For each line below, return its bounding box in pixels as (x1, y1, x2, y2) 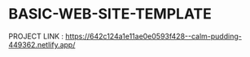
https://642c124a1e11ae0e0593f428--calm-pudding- (64, 31, 242, 41)
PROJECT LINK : (8, 31, 64, 41)
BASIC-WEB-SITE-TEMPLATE (8, 5, 212, 23)
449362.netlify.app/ (8, 39, 76, 49)
